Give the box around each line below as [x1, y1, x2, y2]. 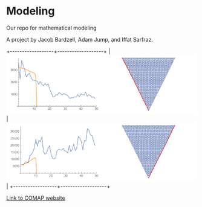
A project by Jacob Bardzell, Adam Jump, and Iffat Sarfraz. [6, 36, 153, 43]
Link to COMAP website [6, 194, 65, 202]
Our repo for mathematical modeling [6, 24, 97, 31]
